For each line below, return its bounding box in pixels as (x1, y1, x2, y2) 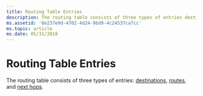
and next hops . (6, 83, 43, 91)
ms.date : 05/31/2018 (6, 31, 59, 37)
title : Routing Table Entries (6, 8, 83, 15)
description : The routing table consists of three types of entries (6, 14, 182, 20)
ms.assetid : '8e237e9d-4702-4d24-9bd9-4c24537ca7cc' (6, 20, 142, 26)
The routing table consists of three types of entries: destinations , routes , (6, 77, 187, 84)
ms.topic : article (6, 25, 53, 32)
